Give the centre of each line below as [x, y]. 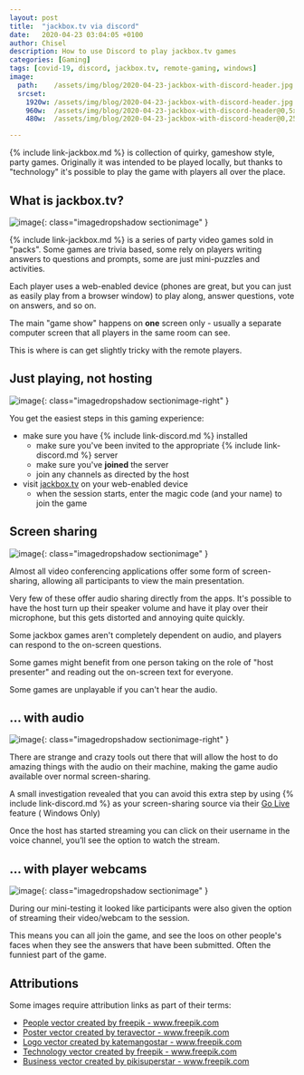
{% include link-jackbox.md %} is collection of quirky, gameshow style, [142, 153]
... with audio [47, 717]
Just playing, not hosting [81, 378]
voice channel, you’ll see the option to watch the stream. [114, 840]
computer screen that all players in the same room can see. [120, 333]
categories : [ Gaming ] [50, 60]
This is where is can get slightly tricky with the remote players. [126, 350]
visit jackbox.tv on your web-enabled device [105, 484]
